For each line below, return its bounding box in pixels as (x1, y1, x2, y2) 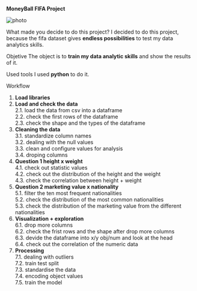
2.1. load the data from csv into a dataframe (14, 107, 123, 113)
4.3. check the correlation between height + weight (14, 177, 142, 184)
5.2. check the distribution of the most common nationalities (14, 196, 164, 203)
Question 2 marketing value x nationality (14, 183, 119, 190)
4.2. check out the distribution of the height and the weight (14, 170, 161, 178)
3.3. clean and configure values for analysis (14, 145, 123, 152)
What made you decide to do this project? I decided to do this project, (6, 28, 179, 35)
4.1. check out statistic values (14, 164, 88, 171)
